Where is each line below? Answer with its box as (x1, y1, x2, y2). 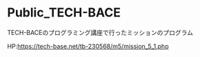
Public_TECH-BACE (7, 5, 121, 21)
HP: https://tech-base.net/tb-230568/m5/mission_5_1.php (7, 42, 169, 50)
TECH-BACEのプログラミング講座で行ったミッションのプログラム (7, 28, 194, 36)
